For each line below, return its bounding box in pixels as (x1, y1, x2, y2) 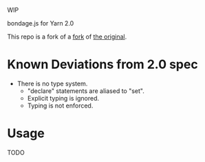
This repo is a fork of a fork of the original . (7, 32, 127, 41)
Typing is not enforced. (27, 101, 94, 110)
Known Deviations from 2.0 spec (7, 57, 198, 72)
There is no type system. (17, 79, 88, 88)
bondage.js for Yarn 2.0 (7, 19, 74, 27)
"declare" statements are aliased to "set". (27, 86, 144, 95)
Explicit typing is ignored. (27, 94, 100, 102)
